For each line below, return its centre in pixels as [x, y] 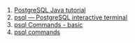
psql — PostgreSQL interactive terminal [71, 17]
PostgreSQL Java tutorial [50, 10]
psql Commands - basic [48, 25]
